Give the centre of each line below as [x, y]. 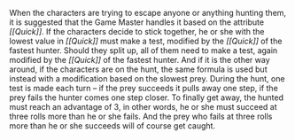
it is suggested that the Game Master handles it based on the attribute [136, 22]
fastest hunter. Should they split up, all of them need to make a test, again [144, 51]
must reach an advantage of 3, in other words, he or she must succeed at [143, 107]
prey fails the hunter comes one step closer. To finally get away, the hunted [147, 97]
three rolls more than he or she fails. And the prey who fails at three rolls [141, 116]
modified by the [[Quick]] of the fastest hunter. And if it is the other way [140, 60]
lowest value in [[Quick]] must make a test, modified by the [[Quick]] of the [146, 41]
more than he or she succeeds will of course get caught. [112, 126]
